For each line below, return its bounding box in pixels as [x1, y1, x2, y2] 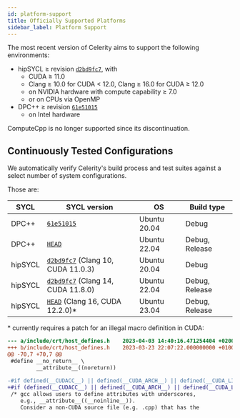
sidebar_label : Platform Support [7, 24, 107, 31]
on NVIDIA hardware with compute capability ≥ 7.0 [28, 87, 177, 96]
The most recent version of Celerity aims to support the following [7, 44, 200, 52]
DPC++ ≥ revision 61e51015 [17, 103, 98, 111]
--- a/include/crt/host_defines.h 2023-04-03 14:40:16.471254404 [7, 337, 216, 345]
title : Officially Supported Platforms [7, 17, 126, 24]
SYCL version [66, 202, 114, 212]
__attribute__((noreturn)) [36, 364, 116, 372]
